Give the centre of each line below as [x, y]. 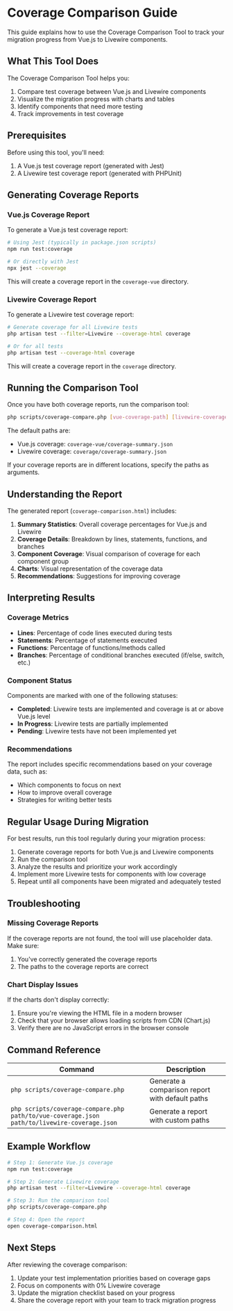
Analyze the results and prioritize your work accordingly [97, 867]
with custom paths [180, 1120]
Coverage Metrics [38, 618]
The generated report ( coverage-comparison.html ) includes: [92, 511]
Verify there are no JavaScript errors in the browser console [103, 1028]
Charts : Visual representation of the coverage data [90, 569]
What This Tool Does [53, 62]
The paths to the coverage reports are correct [83, 966]
